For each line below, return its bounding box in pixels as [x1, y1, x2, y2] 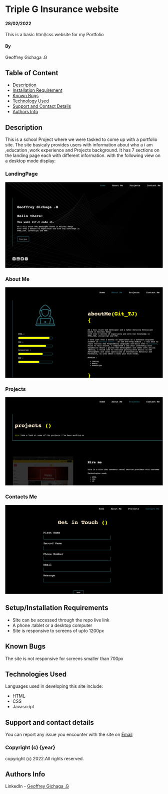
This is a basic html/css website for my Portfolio [5, 32, 104, 38]
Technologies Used [5, 670, 66, 679]
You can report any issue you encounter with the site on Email [5, 731, 132, 738]
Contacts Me [5, 493, 37, 500]
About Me [5, 276, 30, 283]
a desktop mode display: [5, 158, 56, 164]
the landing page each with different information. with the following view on [5, 152, 161, 158]
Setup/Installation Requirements [5, 603, 108, 612]
